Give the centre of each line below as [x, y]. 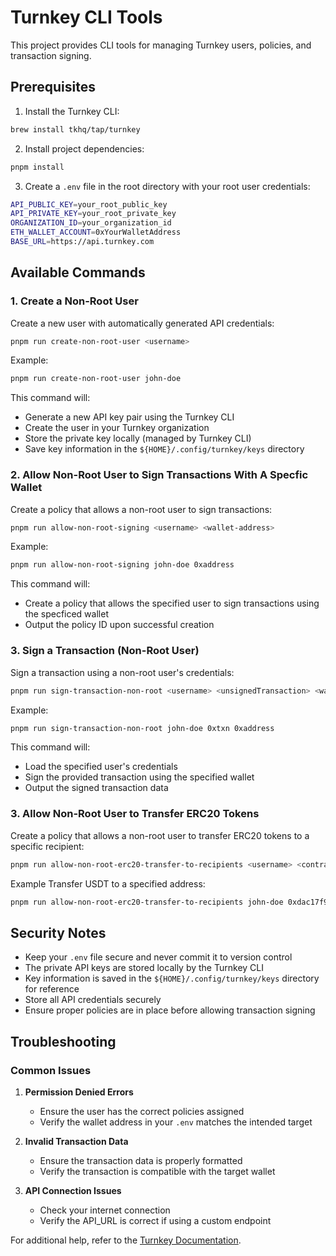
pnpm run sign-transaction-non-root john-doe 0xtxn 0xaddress [142, 728]
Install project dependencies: [84, 148]
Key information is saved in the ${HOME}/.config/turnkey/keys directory [172, 978]
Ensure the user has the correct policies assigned [142, 1111]
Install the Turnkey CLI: [72, 111]
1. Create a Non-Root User [74, 301]
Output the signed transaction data [96, 788]
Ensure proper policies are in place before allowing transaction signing [170, 1010]
